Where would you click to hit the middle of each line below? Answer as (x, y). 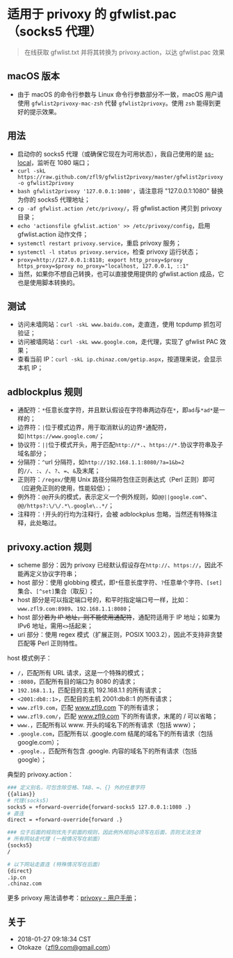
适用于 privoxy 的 (57, 14)
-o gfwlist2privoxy (46, 183)
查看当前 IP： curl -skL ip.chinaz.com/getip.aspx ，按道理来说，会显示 (120, 359)
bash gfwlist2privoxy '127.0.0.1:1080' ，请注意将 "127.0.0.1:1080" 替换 (120, 190)
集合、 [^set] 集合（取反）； (56, 591)
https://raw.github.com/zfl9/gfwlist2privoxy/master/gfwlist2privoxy (120, 177)
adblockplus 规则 (45, 392)
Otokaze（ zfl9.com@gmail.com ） (66, 948)
